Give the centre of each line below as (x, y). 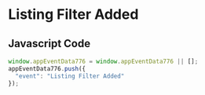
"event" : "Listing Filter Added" (70, 76)
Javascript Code (49, 44)
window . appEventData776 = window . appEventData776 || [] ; (103, 61)
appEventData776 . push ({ (47, 68)
